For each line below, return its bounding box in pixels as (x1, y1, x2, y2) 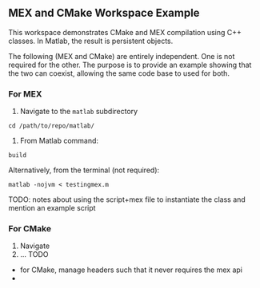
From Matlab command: (19, 136, 98, 146)
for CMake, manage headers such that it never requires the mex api (19, 265, 242, 274)
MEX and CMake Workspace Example (8, 6, 200, 20)
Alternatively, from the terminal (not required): (8, 165, 160, 175)
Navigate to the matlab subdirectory (19, 107, 138, 116)
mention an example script (8, 203, 96, 213)
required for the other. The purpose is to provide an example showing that (8, 60, 252, 69)
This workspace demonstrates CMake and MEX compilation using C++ (8, 27, 242, 37)
